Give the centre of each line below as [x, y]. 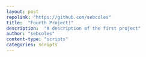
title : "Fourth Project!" [40, 23]
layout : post [23, 12]
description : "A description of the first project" [74, 28]
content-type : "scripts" [37, 39]
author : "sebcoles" [31, 34]
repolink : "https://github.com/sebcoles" [59, 17]
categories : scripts [32, 45]
